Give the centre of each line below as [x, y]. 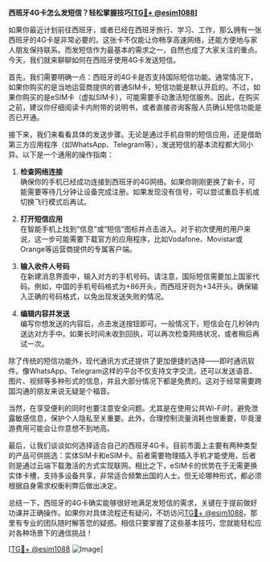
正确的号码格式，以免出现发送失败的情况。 [98, 296]
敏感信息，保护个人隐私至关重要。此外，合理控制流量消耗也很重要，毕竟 [135, 418]
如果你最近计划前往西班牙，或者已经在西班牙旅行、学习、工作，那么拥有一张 [135, 30]
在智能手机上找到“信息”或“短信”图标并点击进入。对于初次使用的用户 [132, 229]
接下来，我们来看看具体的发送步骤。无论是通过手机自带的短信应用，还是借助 [135, 134]
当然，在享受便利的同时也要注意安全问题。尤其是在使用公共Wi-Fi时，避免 [130, 408]
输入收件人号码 [45, 266]
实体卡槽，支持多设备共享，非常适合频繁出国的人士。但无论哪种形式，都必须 [135, 475]
